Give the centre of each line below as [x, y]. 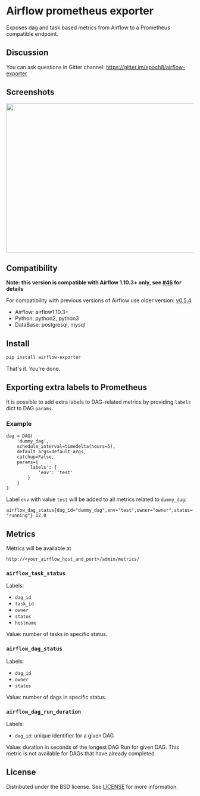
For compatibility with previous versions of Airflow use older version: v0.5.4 [99, 300]
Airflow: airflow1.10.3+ [42, 312]
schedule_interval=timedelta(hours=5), [66, 447]
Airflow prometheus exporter [80, 11]
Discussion [27, 53]
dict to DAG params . [30, 408]
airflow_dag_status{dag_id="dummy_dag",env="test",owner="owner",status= [100, 511]
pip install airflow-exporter [44, 357]
